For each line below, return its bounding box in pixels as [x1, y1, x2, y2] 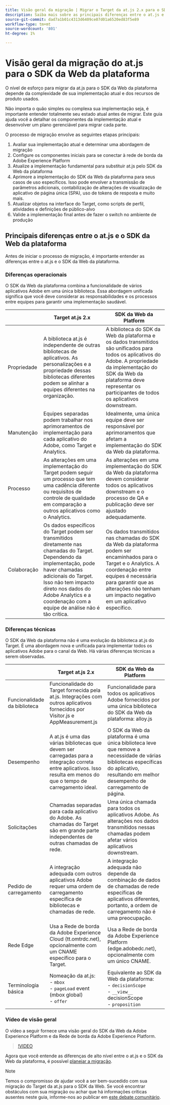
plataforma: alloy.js [107, 715, 153, 722]
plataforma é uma [107, 733, 149, 740]
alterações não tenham [105, 585, 160, 592]
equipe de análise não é [43, 605, 100, 612]
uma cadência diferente [43, 482, 100, 489]
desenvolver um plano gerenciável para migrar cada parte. [5, 121, 127, 127]
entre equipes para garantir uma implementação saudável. [5, 299, 127, 305]
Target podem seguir [43, 469, 93, 476]
